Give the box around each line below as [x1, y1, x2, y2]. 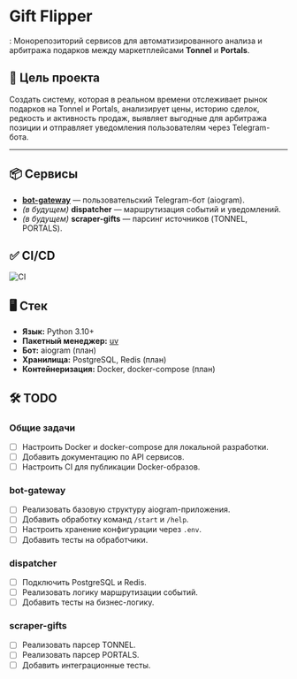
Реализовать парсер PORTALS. [21, 650, 140, 660]
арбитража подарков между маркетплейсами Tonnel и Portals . [9, 44, 250, 55]
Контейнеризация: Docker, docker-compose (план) [21, 364, 216, 375]
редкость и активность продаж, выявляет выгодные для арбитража [9, 112, 268, 123]
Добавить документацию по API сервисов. [21, 451, 185, 462]
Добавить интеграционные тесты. [21, 660, 151, 670]
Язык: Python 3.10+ [21, 326, 95, 337]
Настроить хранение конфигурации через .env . [21, 524, 202, 535]
